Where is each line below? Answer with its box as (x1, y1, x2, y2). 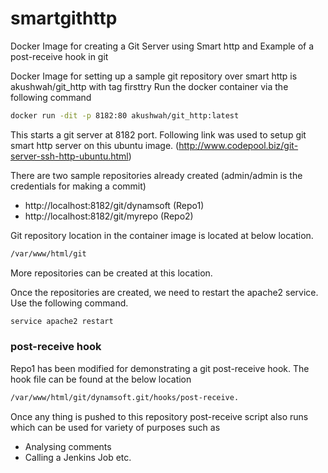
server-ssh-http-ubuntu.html (10, 150, 129, 162)
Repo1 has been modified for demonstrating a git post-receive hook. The (10, 362, 310, 374)
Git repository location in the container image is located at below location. (10, 229, 314, 241)
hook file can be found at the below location (10, 373, 192, 385)
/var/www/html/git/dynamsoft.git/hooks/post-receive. (10, 392, 240, 402)
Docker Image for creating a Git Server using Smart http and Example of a (10, 40, 315, 52)
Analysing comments (24, 440, 112, 452)
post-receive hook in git (10, 50, 109, 62)
